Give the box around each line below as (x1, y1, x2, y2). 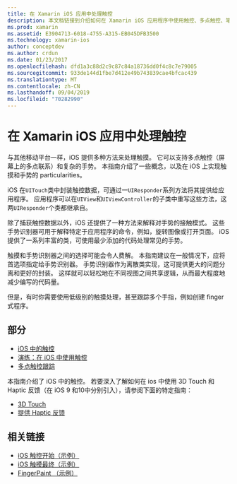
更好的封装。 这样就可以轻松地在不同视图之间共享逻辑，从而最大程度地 (19, 268, 226, 277)
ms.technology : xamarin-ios (7, 37, 90, 44)
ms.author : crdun (7, 50, 59, 57)
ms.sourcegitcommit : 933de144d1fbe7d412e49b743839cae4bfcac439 (7, 69, 197, 76)
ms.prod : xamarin (7, 23, 59, 30)
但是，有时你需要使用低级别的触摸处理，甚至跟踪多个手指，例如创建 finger (7, 293, 224, 301)
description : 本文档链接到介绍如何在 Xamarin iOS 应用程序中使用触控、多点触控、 (7, 17, 226, 24)
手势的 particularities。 (19, 170, 86, 179)
